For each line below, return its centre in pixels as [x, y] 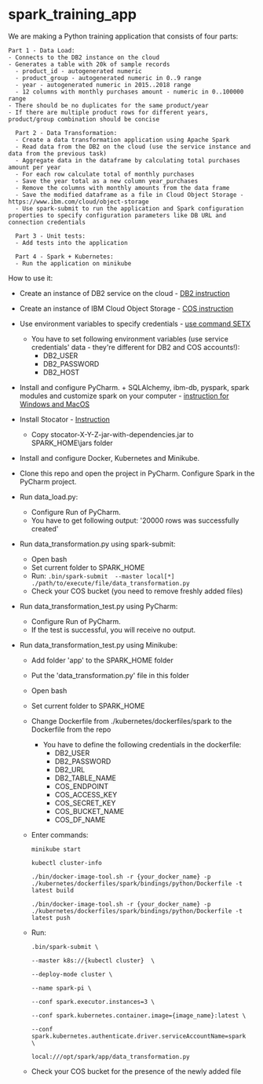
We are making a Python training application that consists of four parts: [123, 36]
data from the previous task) [58, 153]
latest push [51, 918]
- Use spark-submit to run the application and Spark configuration [130, 208]
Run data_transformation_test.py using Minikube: [99, 644]
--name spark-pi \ [61, 988]
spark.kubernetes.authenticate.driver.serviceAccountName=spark [139, 1036]
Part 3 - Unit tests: [51, 236]
